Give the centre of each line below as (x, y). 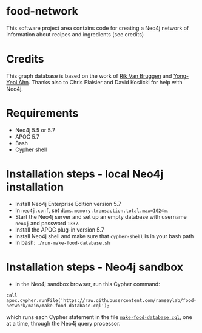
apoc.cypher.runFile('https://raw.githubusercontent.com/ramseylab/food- (102, 300)
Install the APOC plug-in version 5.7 (59, 230)
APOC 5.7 (27, 136)
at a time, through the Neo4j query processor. (63, 323)
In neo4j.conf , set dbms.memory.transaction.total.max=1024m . (92, 210)
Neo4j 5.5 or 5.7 (35, 130)
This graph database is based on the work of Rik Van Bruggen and (89, 76)
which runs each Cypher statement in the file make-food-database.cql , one (99, 317)
